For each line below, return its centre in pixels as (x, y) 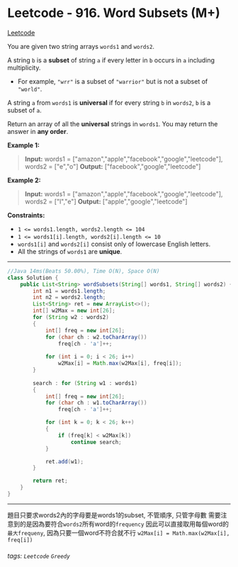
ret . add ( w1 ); (64, 461)
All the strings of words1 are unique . (70, 251)
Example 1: (24, 145)
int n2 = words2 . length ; (69, 298)
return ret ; (51, 481)
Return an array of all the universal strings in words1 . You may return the (113, 124)
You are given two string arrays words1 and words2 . (81, 46)
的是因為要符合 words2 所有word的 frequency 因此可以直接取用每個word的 (124, 524)
